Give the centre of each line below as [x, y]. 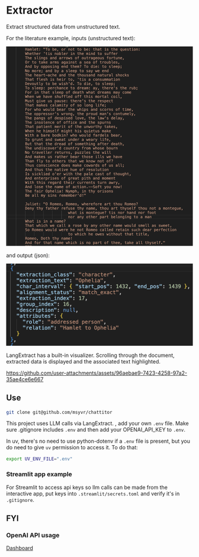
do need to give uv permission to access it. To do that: [72, 447]
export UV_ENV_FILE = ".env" [39, 459]
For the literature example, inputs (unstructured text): [71, 38]
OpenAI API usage [33, 535]
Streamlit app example [39, 474]
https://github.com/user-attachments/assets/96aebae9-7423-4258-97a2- [97, 373]
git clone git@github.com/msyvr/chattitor [59, 412]
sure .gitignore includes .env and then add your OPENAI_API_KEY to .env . [96, 430]
